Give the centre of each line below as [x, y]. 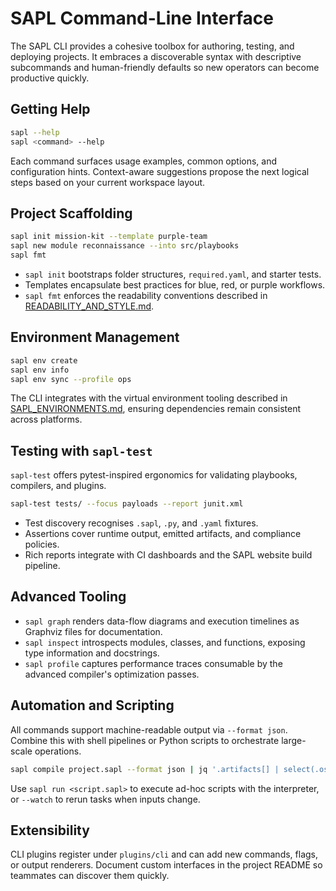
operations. [58, 751]
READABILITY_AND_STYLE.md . [89, 306]
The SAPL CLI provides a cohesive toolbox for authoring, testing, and [152, 46]
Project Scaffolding [71, 213]
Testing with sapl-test [81, 450]
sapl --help [35, 132]
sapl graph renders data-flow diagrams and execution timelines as [162, 621]
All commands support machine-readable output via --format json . [149, 729]
